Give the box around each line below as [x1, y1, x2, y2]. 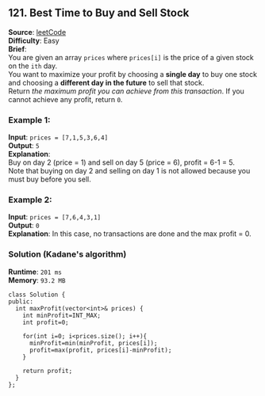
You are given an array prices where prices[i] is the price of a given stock [8, 52, 254, 62]
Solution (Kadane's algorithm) [8, 249, 127, 260]
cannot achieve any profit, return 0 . [8, 94, 123, 104]
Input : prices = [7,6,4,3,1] [8, 212, 102, 222]
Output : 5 [8, 141, 40, 150]
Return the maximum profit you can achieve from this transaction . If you [8, 86, 244, 96]
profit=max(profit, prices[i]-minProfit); [29, 346, 172, 354]
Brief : [8, 44, 27, 54]
